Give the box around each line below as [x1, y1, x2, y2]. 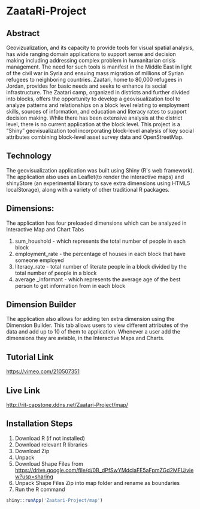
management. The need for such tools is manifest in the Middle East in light [6, 63, 192, 70]
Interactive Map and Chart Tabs [6, 225, 84, 233]
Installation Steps [6, 419, 73, 429]
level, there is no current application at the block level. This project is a [6, 121, 181, 127]
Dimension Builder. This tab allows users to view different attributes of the [6, 322, 189, 329]
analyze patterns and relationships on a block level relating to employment [6, 102, 190, 109]
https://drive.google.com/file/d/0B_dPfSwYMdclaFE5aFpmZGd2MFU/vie [14, 466, 194, 474]
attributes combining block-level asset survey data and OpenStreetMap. [6, 133, 184, 141]
